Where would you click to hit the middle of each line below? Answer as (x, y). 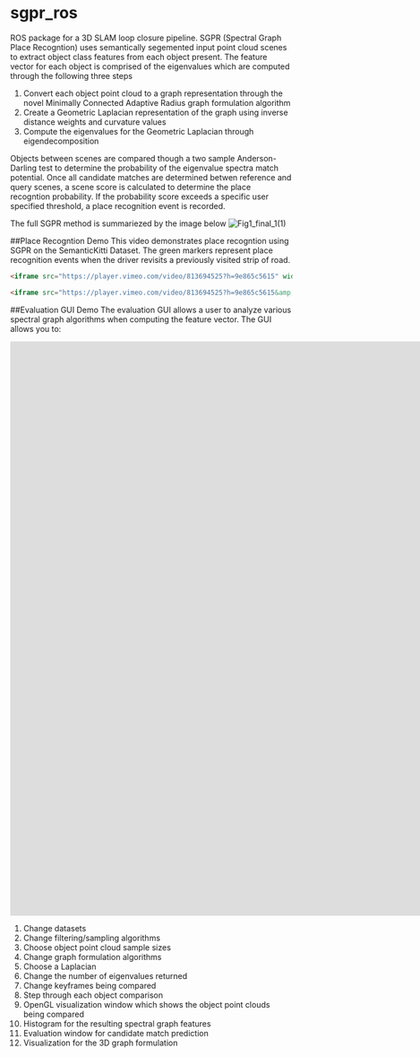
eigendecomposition (61, 141)
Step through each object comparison (93, 995)
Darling (24, 168)
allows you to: (36, 328)
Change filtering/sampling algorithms (91, 938)
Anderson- (257, 158)
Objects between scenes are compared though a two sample (123, 158)
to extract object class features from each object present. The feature (139, 57)
